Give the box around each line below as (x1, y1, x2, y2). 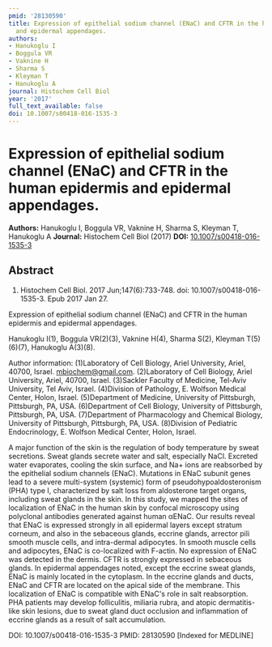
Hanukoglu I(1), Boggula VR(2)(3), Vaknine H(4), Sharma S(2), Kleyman (8, 334, 245, 343)
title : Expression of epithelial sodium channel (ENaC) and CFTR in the (8, 19, 259, 28)
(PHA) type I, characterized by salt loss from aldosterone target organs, (8, 485, 247, 495)
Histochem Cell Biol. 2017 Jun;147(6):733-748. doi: (19, 285, 190, 295)
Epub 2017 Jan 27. (47, 293, 108, 304)
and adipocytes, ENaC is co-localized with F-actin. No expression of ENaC (8, 546, 257, 555)
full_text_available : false (8, 102, 104, 110)
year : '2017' (8, 95, 53, 103)
